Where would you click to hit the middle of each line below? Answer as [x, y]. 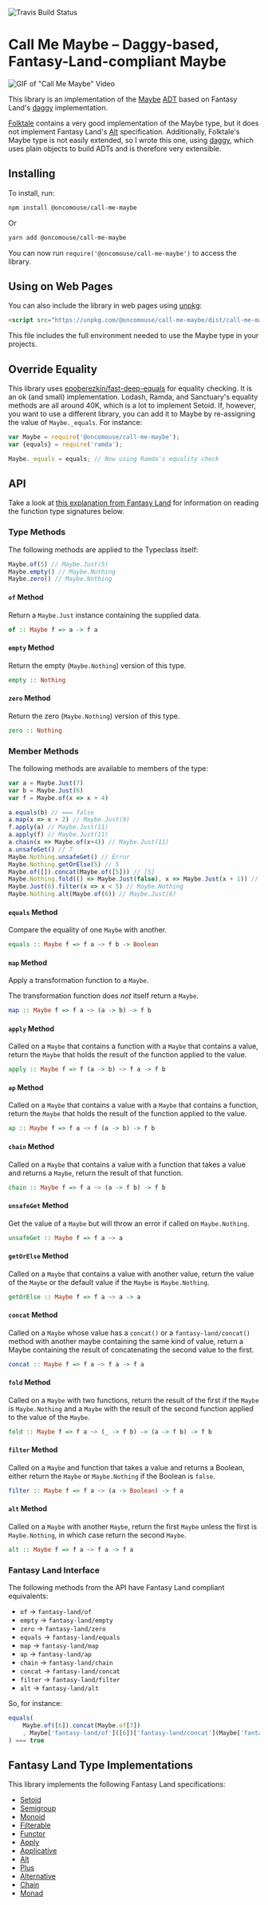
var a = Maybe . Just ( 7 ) [46, 783]
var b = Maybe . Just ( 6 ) [46, 790]
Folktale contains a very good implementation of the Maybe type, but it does [134, 123]
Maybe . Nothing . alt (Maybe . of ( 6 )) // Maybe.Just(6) [93, 894]
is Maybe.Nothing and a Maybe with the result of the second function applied [131, 1408]
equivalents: [28, 1596]
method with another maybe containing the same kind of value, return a [126, 1341]
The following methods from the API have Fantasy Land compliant [116, 1588]
